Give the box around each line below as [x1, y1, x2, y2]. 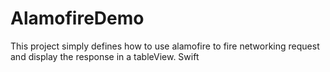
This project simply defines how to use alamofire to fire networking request [10, 40, 320, 52]
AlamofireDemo [10, 7, 145, 30]
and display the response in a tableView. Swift [10, 50, 200, 62]
